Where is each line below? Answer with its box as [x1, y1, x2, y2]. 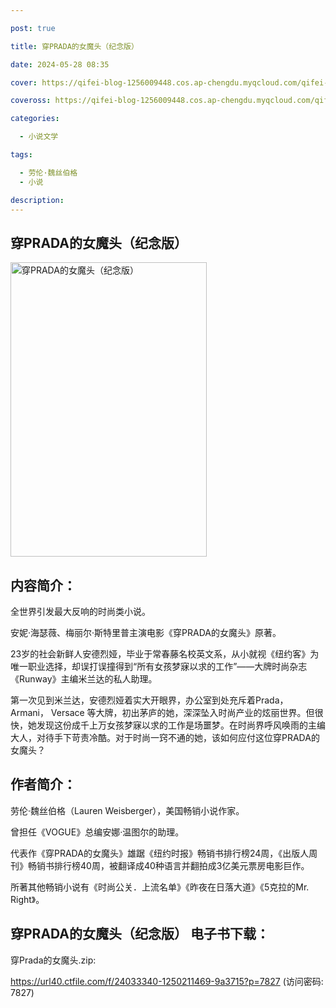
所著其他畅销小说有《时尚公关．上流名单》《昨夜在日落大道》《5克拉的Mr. [10, 881, 310, 893]
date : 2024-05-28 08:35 [10, 59, 110, 70]
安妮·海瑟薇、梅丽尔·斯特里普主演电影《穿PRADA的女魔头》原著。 [10, 627, 282, 638]
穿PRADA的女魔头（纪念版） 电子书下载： [10, 926, 270, 943]
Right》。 [10, 893, 45, 905]
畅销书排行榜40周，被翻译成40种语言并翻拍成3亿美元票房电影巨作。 [27, 859, 310, 871]
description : [10, 195, 65, 205]
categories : [10, 114, 60, 124]
